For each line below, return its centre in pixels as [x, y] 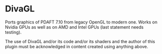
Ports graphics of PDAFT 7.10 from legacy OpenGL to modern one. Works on [81, 22]
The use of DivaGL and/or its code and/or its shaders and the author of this [80, 41]
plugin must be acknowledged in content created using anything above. [77, 46]
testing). [13, 32]
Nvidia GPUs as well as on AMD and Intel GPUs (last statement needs [74, 27]
